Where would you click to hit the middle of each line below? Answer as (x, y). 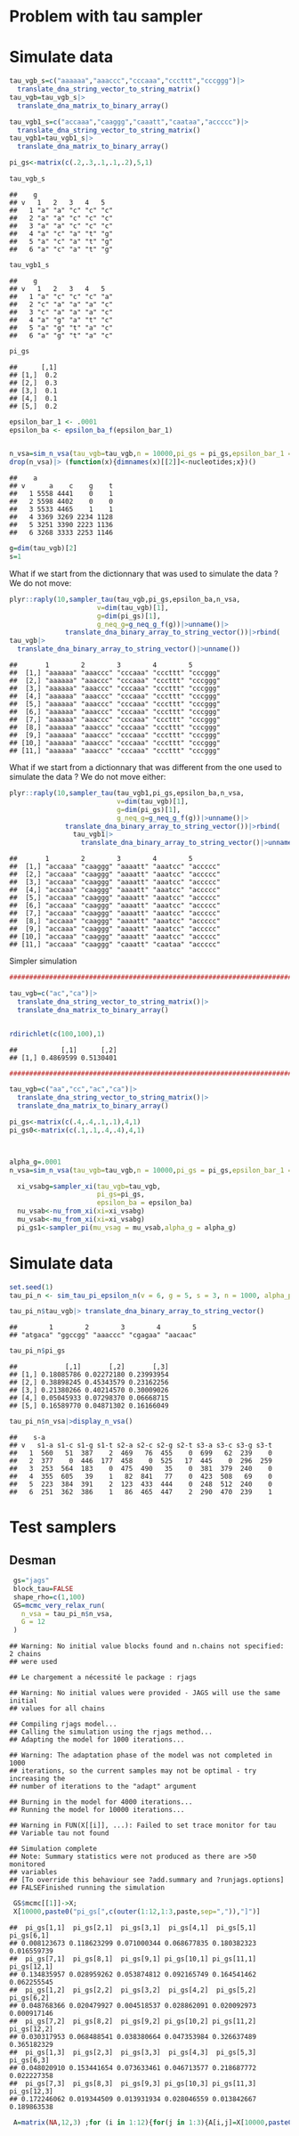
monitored (28, 1864)
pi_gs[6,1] (29, 1935)
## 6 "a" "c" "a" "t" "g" (61, 249)
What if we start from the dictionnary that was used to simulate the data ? (144, 573)
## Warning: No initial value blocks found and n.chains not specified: (147, 1646)
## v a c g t (61, 486)
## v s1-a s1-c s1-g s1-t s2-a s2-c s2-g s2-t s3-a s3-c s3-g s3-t (141, 1446)
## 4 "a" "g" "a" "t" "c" (61, 320)
